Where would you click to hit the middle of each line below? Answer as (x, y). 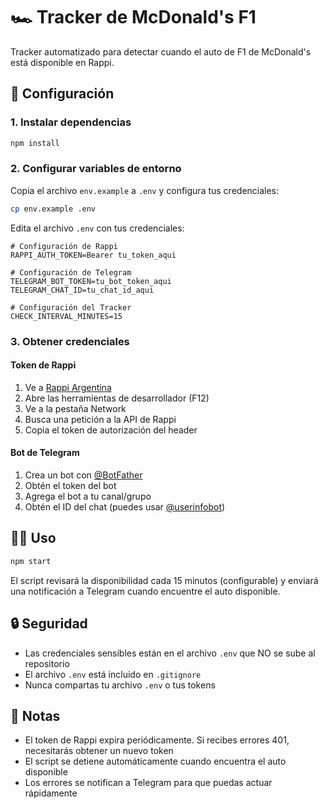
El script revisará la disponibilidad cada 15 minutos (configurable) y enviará (164, 580)
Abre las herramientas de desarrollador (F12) (117, 398)
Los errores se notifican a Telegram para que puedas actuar (148, 783)
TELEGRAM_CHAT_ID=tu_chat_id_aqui (82, 290)
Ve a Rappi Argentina (68, 387)
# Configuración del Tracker (71, 307)
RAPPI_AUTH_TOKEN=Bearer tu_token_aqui (93, 255)
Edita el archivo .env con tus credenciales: (97, 228)
